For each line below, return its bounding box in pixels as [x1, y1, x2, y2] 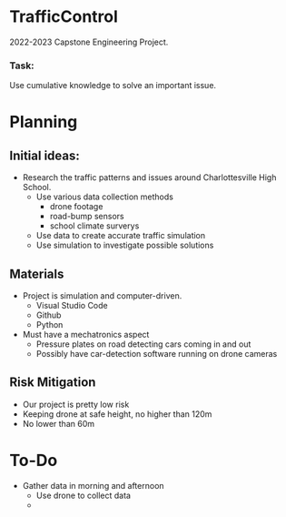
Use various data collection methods [35, 191, 174, 202]
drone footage [49, 201, 104, 212]
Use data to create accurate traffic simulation [35, 230, 206, 241]
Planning [9, 112, 78, 133]
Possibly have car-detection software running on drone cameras [35, 349, 278, 360]
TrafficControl [9, 6, 118, 27]
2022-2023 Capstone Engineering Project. [9, 36, 169, 47]
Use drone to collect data [35, 490, 132, 501]
